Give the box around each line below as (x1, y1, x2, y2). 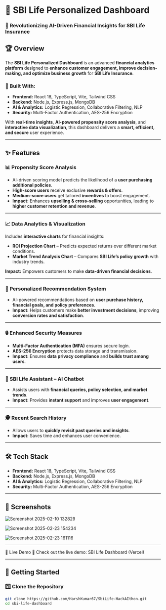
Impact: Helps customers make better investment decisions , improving (12, 307, 160, 313)
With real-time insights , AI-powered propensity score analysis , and (5, 119, 146, 125)
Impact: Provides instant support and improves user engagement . (12, 397, 150, 403)
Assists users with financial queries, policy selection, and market (12, 387, 148, 392)
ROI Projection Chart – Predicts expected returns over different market (12, 243, 157, 249)
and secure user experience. (5, 130, 64, 135)
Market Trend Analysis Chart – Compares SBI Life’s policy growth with (12, 254, 159, 260)
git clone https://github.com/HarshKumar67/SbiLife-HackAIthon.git (5, 596, 147, 601)
